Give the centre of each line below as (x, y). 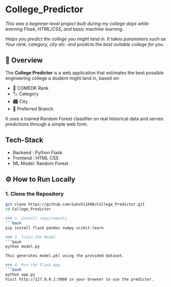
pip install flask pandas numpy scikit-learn (54, 228)
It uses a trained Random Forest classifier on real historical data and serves (84, 118)
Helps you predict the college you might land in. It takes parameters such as (86, 39)
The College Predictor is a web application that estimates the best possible (85, 73)
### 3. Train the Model (31, 237)
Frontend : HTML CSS (35, 158)
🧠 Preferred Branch (33, 109)
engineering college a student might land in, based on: (63, 78)
